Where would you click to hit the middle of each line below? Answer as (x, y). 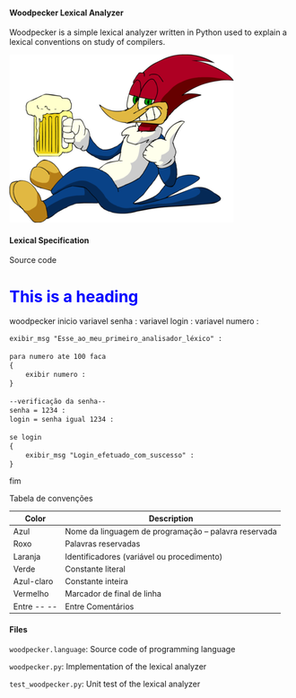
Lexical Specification (49, 240)
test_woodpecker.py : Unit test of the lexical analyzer (105, 684)
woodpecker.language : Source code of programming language (122, 650)
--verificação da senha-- (57, 402)
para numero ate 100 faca (57, 357)
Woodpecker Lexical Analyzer (66, 13)
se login (26, 438)
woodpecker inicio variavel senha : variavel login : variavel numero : (134, 321)
